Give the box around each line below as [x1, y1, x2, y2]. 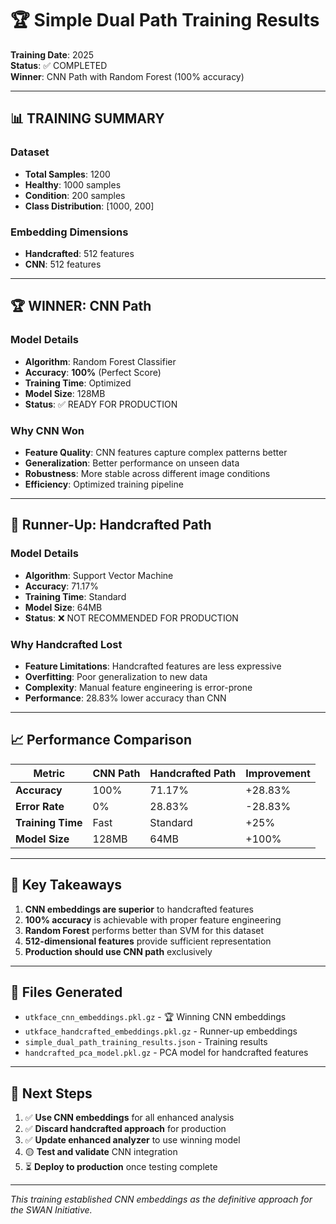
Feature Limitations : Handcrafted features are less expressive [24, 660, 282, 672]
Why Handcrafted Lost [10, 637, 123, 651]
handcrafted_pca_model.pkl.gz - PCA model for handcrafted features [24, 1047, 309, 1059]
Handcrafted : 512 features [24, 247, 135, 259]
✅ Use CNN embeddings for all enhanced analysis [24, 1112, 235, 1124]
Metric [33, 766, 66, 780]
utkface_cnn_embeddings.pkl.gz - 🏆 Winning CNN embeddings [24, 1011, 287, 1023]
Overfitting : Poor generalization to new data [24, 670, 208, 682]
